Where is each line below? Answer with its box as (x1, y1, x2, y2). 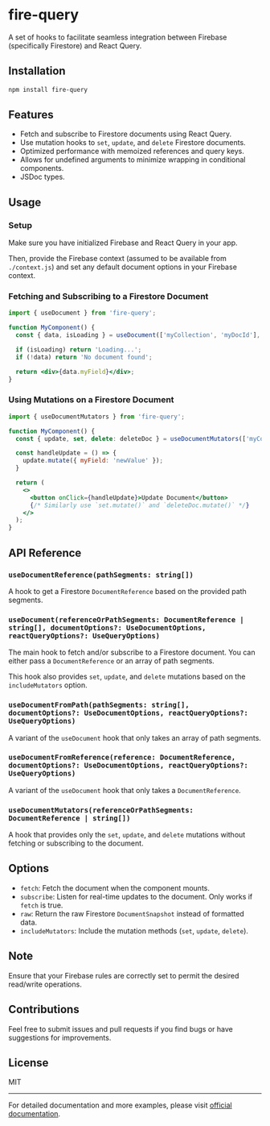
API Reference (8, 546, 82, 559)
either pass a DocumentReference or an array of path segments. (8, 656, 215, 666)
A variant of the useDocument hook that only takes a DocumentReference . (8, 785, 241, 795)
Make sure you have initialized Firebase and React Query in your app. (8, 238, 239, 247)
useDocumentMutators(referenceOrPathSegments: (8, 805, 194, 815)
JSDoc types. (19, 172, 66, 182)
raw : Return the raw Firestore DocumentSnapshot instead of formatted (19, 908, 245, 918)
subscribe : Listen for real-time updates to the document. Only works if (19, 891, 253, 901)
